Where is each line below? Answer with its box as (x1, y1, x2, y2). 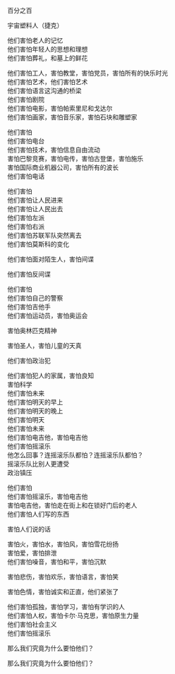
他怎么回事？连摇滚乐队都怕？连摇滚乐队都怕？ (7, 451, 143, 459)
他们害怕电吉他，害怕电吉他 (7, 433, 88, 441)
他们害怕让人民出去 (7, 205, 64, 213)
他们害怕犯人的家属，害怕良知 (7, 371, 94, 380)
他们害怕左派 (7, 214, 44, 222)
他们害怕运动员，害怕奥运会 (7, 311, 88, 320)
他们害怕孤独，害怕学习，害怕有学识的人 (7, 603, 125, 610)
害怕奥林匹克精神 (7, 327, 57, 335)
